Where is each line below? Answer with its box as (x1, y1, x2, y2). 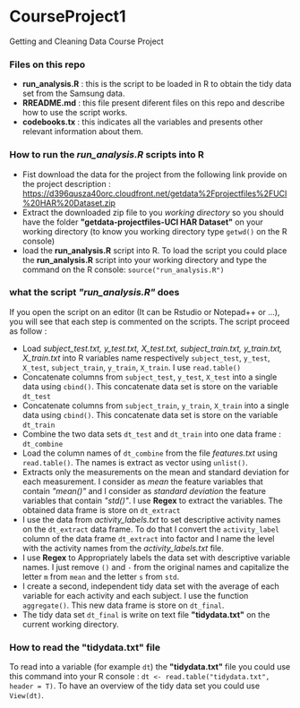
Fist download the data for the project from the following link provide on (21, 168, 287, 180)
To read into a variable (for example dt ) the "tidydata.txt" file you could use (9, 661, 291, 672)
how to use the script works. (21, 107, 128, 118)
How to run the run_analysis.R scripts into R (9, 149, 204, 161)
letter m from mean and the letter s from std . (21, 571, 180, 582)
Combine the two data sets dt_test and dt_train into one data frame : (21, 428, 282, 439)
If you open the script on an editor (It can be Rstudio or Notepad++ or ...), (9, 306, 280, 317)
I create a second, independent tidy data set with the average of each (21, 580, 279, 592)
